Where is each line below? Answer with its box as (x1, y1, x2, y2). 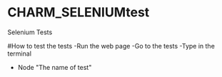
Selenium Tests (7, 28, 53, 36)
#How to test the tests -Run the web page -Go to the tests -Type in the (7, 41, 216, 50)
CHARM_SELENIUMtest (7, 4, 150, 21)
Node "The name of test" (17, 63, 92, 71)
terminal (7, 49, 32, 58)
